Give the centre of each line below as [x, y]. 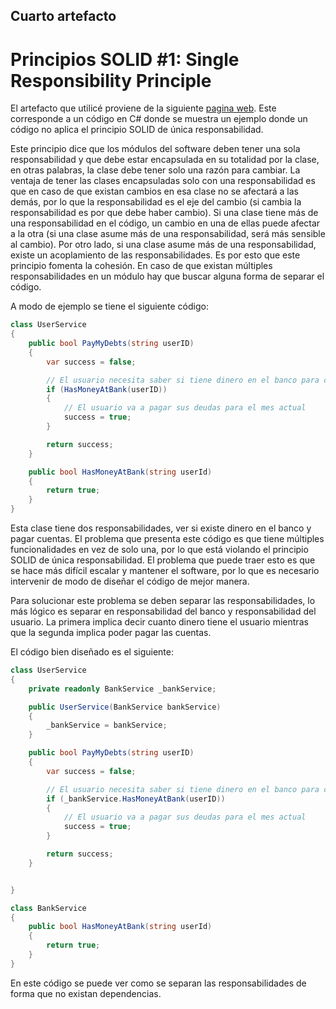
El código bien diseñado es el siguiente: [92, 652]
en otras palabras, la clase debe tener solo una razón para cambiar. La [155, 170]
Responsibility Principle [111, 80]
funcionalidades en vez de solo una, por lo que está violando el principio [159, 550]
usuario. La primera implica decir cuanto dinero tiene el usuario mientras [159, 622]
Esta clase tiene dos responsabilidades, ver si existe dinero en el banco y [161, 528]
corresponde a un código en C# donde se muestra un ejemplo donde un [159, 119]
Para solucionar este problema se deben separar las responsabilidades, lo [163, 601]
